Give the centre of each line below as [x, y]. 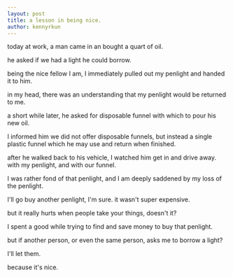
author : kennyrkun [34, 27]
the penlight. [26, 186]
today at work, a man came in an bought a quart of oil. [85, 47]
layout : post [26, 14]
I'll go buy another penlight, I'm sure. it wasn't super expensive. [99, 199]
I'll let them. [24, 254]
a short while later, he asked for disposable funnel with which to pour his [112, 115]
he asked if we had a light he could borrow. [69, 60]
